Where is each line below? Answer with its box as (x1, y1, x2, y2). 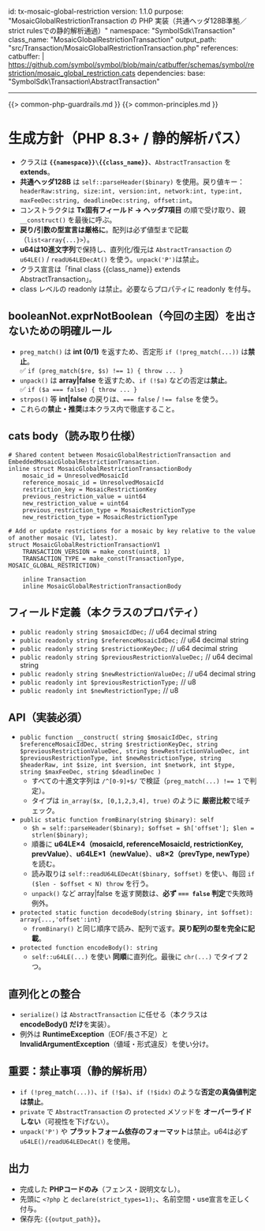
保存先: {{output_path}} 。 (19, 1214, 105, 1223)
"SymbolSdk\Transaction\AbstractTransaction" (8, 77, 160, 86)
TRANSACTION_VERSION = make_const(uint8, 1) (22, 548, 171, 555)
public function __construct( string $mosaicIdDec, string (19, 734, 218, 742)
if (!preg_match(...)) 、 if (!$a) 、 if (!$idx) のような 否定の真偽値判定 (19, 1086, 256, 1097)
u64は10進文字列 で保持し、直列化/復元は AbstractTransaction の (19, 244, 233, 254)
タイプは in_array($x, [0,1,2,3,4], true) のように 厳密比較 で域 (31, 796, 244, 805)
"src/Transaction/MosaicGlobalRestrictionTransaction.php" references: (8, 43, 239, 52)
